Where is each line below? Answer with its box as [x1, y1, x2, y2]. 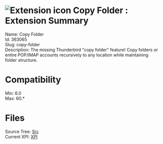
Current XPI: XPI [5, 134, 38, 140]
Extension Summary [5, 15, 89, 26]
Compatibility [5, 74, 61, 85]
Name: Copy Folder [5, 31, 44, 37]
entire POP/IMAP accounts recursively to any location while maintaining [5, 52, 148, 58]
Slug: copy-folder [5, 41, 40, 47]
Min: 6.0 [5, 90, 21, 96]
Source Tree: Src [5, 128, 39, 134]
